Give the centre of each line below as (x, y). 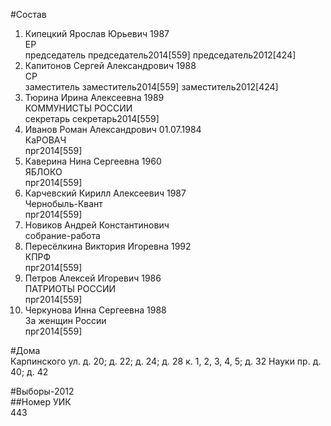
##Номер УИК (41, 402)
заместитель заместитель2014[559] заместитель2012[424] (151, 87)
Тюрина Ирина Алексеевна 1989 (94, 97)
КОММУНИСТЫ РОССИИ (78, 108)
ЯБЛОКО (43, 172)
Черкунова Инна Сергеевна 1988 (95, 310)
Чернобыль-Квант (63, 203)
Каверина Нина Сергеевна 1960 (93, 161)
